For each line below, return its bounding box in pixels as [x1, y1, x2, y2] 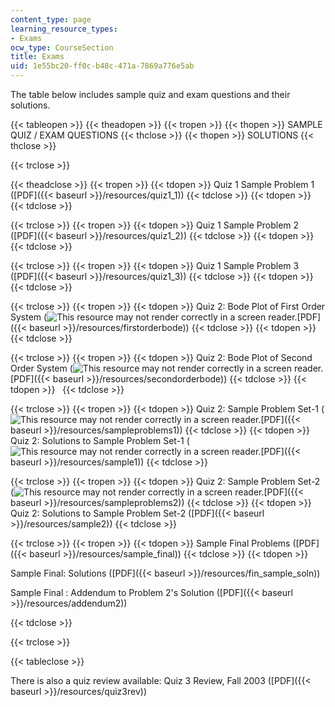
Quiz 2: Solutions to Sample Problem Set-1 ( [10, 435, 190, 446]
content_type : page [10, 14, 92, 25]
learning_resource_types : [10, 24, 118, 34]
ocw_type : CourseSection [10, 42, 114, 53]
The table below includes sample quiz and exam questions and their [10, 89, 291, 100]
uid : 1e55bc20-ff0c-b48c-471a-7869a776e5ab [10, 61, 195, 71]
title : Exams [10, 52, 65, 62]
